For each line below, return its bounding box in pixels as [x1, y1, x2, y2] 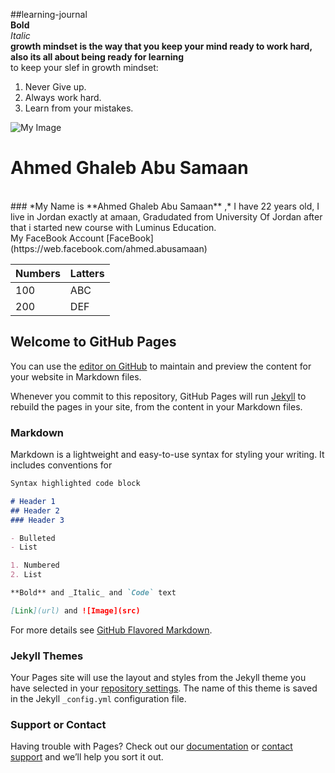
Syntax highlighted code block [10, 479, 141, 489]
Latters [69, 266, 105, 280]
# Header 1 [10, 496, 56, 506]
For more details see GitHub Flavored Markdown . [10, 624, 213, 636]
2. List [10, 570, 43, 580]
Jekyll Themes [10, 649, 84, 663]
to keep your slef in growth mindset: [10, 62, 159, 73]
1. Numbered [10, 560, 60, 571]
